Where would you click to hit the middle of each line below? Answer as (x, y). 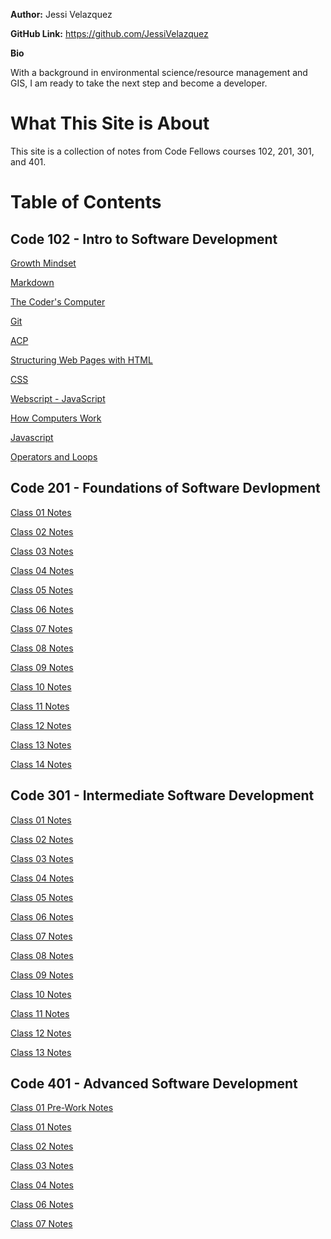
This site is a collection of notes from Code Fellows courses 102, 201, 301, (162, 151)
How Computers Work (56, 418)
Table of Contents (86, 202)
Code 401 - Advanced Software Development (154, 1083)
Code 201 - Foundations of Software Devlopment (165, 488)
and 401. (28, 161)
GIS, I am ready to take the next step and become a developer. (139, 83)
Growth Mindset (43, 263)
